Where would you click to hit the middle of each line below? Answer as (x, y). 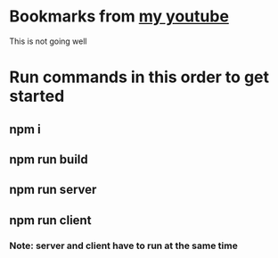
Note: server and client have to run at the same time (123, 246)
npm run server (53, 190)
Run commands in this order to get (139, 77)
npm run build (49, 159)
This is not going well (48, 41)
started (37, 96)
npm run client (50, 220)
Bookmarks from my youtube (119, 17)
